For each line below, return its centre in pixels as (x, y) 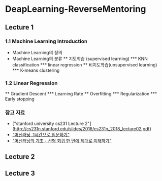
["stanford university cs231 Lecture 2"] (52, 123)
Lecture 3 (20, 173)
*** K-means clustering (36, 70)
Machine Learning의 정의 (37, 52)
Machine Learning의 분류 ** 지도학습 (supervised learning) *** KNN (80, 59)
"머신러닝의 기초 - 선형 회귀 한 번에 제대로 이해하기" (62, 141)
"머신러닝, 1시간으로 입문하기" (41, 135)
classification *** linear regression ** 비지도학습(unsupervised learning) (85, 64)
